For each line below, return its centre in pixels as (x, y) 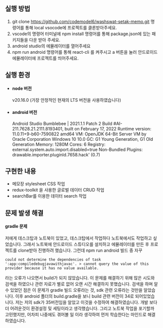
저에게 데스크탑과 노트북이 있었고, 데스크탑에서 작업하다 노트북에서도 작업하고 (79, 238)
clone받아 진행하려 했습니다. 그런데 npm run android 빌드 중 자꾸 (80, 250)
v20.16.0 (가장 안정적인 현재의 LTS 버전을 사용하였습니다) (67, 100)
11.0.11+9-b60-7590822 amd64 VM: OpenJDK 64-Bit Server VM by (79, 134)
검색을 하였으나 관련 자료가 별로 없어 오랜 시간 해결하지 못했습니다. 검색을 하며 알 (81, 284)
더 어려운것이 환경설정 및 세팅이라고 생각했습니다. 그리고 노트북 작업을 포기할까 (80, 308)
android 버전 (25, 112)
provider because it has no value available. (52, 268)
